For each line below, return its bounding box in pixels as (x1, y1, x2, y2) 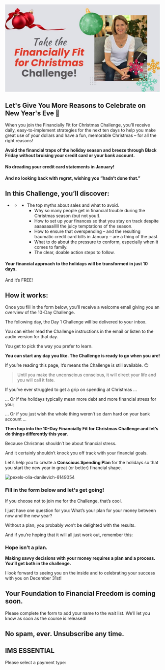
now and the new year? (5, 512, 53, 518)
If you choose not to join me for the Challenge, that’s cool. (5, 498, 122, 504)
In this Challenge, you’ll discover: (5, 189, 110, 197)
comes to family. (34, 244, 68, 250)
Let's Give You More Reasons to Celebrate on (5, 101, 146, 110)
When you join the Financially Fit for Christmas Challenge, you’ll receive (5, 122, 150, 128)
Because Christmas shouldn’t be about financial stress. (5, 441, 117, 447)
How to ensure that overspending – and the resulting (34, 228, 141, 234)
